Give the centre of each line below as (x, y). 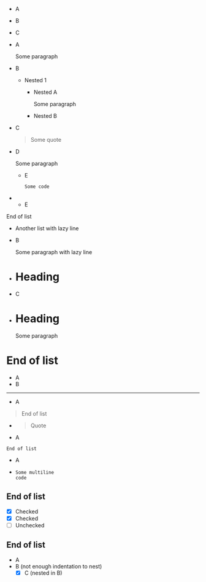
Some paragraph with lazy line (54, 252)
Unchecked (30, 525)
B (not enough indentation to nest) (59, 566)
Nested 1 (36, 80)
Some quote (46, 140)
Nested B (45, 116)
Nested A (45, 92)
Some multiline (35, 472)
